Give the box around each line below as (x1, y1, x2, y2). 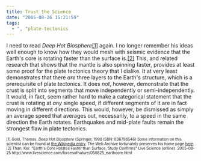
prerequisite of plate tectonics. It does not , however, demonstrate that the (6, 80, 189, 88)
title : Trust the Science (6, 8, 71, 15)
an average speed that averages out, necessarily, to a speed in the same (6, 112, 187, 120)
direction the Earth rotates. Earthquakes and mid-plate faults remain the (6, 118, 184, 126)
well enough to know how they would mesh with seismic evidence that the (6, 49, 191, 56)
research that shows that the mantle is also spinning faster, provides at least (6, 61, 195, 68)
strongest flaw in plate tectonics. (6, 125, 87, 132)
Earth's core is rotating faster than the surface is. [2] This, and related (6, 55, 178, 62)
